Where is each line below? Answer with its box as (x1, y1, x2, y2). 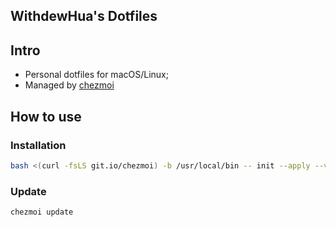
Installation (10, 138, 67, 152)
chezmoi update (10, 207, 74, 218)
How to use (10, 108, 82, 125)
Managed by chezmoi (24, 79, 115, 91)
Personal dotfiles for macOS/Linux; (24, 69, 169, 81)
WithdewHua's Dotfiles (10, 8, 158, 25)
